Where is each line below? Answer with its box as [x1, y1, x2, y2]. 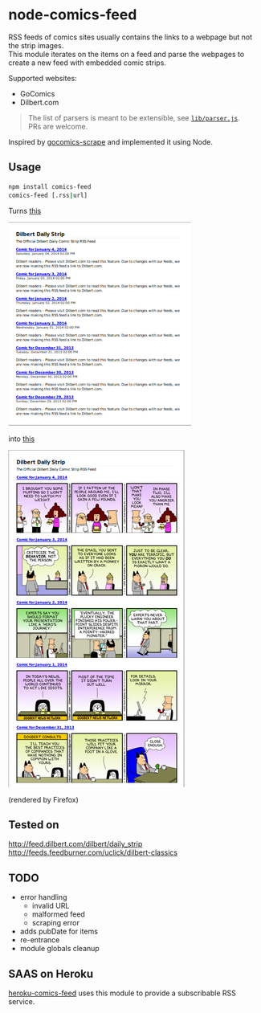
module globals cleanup [19, 944, 100, 954]
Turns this [8, 206, 42, 215]
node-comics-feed [8, 6, 137, 24]
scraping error [31, 918, 80, 928]
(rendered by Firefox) [8, 794, 79, 804]
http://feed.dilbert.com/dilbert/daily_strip [8, 839, 143, 849]
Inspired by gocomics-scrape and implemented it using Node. [8, 137, 213, 146]
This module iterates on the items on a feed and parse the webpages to [8, 49, 245, 59]
